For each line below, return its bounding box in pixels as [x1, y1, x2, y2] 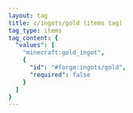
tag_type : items [8, 26, 62, 34]
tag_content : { [8, 33, 59, 42]
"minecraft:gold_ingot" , [22, 49, 105, 56]
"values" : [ [15, 41, 56, 49]
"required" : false [29, 71, 91, 79]
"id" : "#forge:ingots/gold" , [29, 64, 127, 72]
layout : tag [8, 11, 48, 20]
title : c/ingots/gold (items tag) [8, 19, 123, 27]
